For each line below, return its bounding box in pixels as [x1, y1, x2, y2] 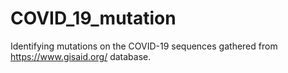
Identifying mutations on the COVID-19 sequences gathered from [10, 40, 278, 52]
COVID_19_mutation [10, 7, 177, 30]
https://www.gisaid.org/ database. [10, 50, 152, 62]
